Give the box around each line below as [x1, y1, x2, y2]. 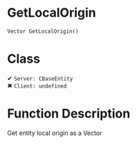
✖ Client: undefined [7, 81, 67, 90]
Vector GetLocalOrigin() [7, 28, 79, 35]
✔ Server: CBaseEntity [7, 74, 73, 82]
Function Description [7, 106, 131, 122]
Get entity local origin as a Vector [7, 129, 102, 137]
